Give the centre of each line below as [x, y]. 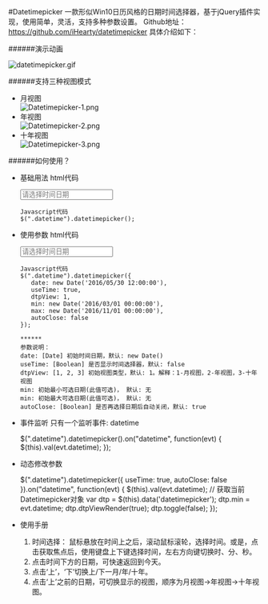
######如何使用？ [39, 161]
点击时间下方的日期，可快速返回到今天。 [98, 562]
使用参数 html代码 [49, 235]
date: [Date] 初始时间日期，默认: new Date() [92, 356]
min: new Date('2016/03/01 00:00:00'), [97, 304]
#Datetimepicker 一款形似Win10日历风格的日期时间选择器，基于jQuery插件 [131, 12]
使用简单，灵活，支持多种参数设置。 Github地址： [104, 22]
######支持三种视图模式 [50, 81]
